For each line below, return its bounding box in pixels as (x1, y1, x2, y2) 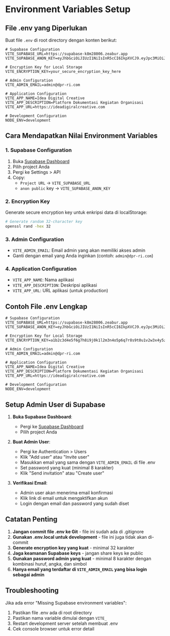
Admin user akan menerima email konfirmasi (20, 490, 113, 496)
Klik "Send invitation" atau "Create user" (20, 470, 105, 476)
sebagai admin (12, 571, 45, 578)
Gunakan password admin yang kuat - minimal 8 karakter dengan (12, 555, 152, 562)
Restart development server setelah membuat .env (12, 620, 118, 626)
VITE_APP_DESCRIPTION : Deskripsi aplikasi (12, 282, 97, 288)
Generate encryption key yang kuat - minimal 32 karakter (12, 544, 135, 550)
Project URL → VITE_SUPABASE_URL (20, 180, 91, 186)
